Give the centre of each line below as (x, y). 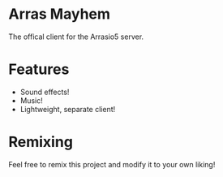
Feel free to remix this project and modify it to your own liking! (112, 164)
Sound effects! (45, 92)
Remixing (41, 142)
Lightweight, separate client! (68, 109)
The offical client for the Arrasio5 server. (76, 37)
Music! (31, 100)
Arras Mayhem (60, 14)
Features (39, 69)
